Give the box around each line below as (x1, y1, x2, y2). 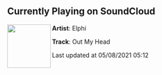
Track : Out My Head (51, 37, 111, 46)
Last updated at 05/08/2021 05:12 (51, 51, 149, 59)
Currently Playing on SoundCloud (7, 6, 156, 17)
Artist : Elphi (51, 24, 87, 32)
